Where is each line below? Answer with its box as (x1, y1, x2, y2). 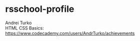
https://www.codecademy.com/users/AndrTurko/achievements (5, 30, 135, 36)
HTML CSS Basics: (5, 25, 44, 31)
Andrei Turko (5, 20, 32, 26)
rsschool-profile (5, 3, 74, 15)
